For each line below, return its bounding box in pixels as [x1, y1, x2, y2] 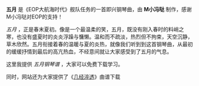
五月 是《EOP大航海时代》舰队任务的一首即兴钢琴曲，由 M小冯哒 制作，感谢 [6, 6, 192, 12]
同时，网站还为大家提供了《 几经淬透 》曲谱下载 [6, 74, 120, 80]
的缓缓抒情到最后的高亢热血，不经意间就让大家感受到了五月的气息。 [6, 48, 172, 55]
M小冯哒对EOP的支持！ [6, 13, 63, 20]
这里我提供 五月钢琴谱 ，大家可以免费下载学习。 [6, 60, 123, 68]
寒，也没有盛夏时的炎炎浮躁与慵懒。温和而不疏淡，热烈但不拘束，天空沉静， [6, 33, 193, 40]
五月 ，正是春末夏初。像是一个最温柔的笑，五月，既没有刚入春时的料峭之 [6, 26, 184, 33]
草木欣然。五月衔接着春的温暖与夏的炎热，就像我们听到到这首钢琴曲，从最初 [6, 41, 193, 47]
